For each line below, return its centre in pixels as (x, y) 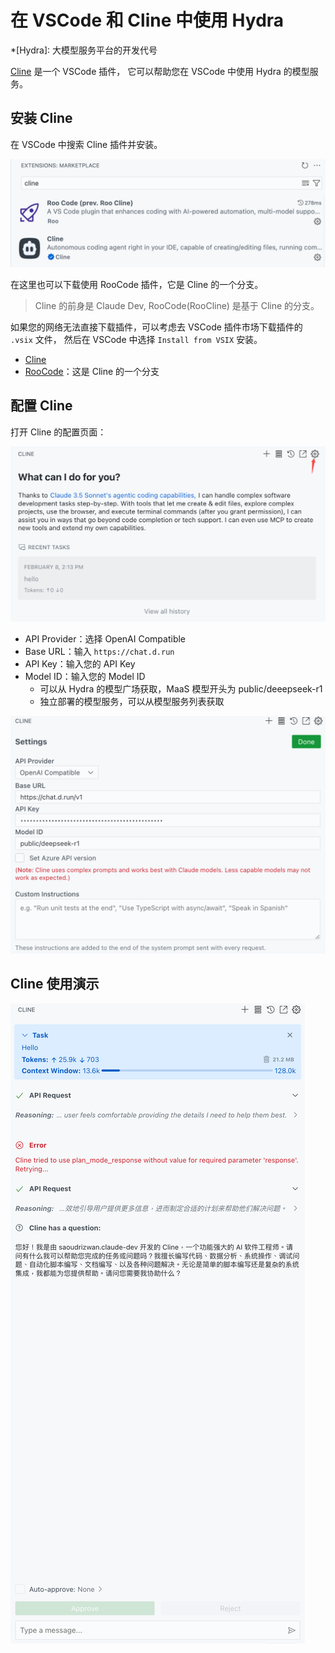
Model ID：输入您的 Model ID (85, 676)
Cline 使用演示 (55, 984)
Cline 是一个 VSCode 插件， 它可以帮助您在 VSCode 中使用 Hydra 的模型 (160, 71)
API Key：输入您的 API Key (80, 663)
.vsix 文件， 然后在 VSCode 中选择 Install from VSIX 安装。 (136, 339)
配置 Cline (41, 406)
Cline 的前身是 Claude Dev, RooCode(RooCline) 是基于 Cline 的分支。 (177, 305)
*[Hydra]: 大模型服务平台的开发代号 (84, 50)
